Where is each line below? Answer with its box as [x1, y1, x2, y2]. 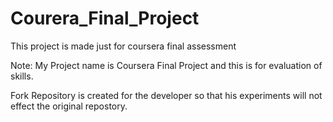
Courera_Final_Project [10, 7, 200, 30]
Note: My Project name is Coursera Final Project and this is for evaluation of [10, 59, 323, 71]
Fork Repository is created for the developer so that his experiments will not [10, 89, 323, 101]
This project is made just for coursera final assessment [10, 40, 237, 52]
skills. [10, 70, 34, 82]
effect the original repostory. [10, 100, 128, 112]
